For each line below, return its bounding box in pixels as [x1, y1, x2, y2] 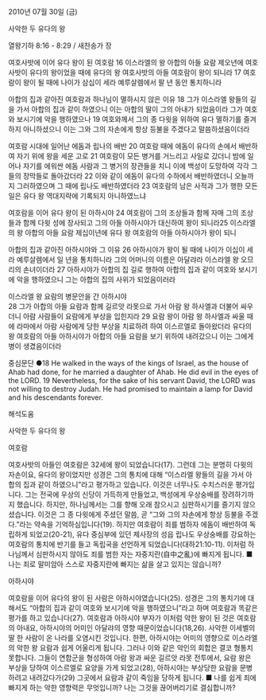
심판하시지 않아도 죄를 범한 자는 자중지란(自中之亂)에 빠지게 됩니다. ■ [35, 549, 253, 559]
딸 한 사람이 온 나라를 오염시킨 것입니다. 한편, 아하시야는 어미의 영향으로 [8, 633, 230, 643]
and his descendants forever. [8, 393, 103, 402]
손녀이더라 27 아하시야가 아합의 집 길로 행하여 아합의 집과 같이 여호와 [22, 265, 237, 274]
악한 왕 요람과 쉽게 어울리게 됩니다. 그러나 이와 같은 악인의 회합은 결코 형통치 [16, 643, 254, 652]
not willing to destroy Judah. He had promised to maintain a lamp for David [8, 385, 253, 393]
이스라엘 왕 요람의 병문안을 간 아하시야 [8, 291, 127, 301]
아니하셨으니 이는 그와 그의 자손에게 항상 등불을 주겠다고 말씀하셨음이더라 [22, 124, 250, 134]
